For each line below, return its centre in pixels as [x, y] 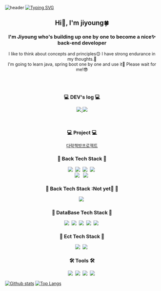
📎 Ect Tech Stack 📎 [82, 237]
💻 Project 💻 [82, 132]
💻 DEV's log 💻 [82, 97]
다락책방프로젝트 [82, 146]
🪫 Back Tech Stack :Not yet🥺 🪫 [82, 189]
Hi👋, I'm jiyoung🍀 [82, 23]
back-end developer [82, 43]
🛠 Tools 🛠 [82, 261]
